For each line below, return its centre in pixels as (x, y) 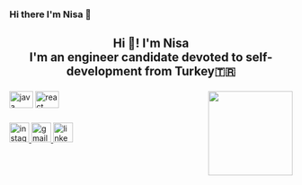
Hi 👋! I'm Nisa (151, 44)
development (104, 71)
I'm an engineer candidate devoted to (136, 57)
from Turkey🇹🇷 (190, 71)
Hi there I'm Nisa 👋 (50, 14)
